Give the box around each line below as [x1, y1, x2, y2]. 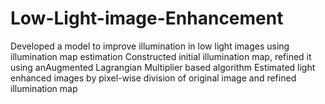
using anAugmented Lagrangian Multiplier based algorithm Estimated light [10, 61, 316, 73]
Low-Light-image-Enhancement [10, 7, 284, 30]
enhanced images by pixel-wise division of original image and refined [10, 72, 297, 84]
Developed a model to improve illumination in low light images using [10, 40, 290, 52]
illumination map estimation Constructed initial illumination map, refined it [10, 50, 312, 62]
